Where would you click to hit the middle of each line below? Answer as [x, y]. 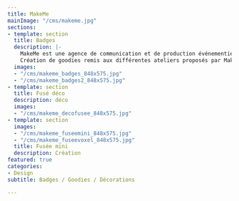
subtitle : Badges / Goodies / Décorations [71, 180]
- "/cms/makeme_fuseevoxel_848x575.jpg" [74, 140]
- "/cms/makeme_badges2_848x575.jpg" [70, 80]
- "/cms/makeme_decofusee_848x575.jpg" [73, 113]
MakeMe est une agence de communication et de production [108, 54]
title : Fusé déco [39, 93]
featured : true [30, 160]
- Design [20, 173]
